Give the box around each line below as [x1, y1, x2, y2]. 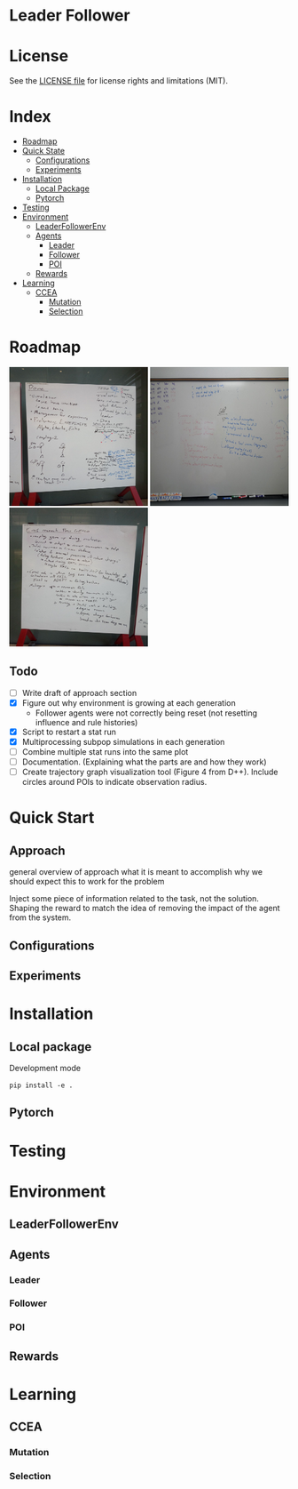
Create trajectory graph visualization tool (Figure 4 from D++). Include [21, 766, 278, 778]
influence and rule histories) [35, 716, 138, 727]
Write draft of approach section [21, 687, 137, 698]
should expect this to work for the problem [9, 877, 165, 887]
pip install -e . [9, 1081, 74, 1090]
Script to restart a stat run [21, 726, 117, 737]
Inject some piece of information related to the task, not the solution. [9, 893, 260, 904]
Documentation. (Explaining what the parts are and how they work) [21, 757, 267, 767]
